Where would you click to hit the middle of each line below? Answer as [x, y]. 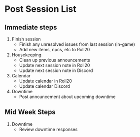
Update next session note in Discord [56, 70]
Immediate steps [31, 27]
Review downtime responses [48, 129]
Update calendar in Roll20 [45, 81]
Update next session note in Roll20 [54, 65]
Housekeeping [26, 55]
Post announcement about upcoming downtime [67, 97]
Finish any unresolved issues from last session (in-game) [77, 44]
